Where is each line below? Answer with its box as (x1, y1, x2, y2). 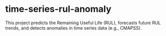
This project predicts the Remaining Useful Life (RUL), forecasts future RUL (5, 20, 161, 26)
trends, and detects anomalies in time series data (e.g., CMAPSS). (5, 25, 142, 31)
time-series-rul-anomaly (5, 3, 112, 15)
